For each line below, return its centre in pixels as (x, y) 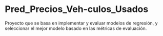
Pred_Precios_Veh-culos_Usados (77, 9)
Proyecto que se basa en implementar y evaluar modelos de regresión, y (81, 23)
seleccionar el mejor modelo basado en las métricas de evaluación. (76, 28)
